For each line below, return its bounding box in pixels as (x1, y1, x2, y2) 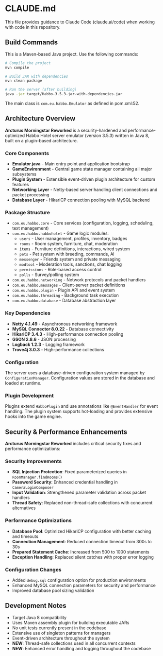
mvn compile (5, 65, 29, 70)
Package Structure (5, 209, 50, 216)
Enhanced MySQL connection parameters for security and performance (12, 583, 156, 588)
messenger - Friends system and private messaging (19, 256, 121, 262)
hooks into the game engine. (5, 414, 62, 419)
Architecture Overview (5, 115, 76, 123)
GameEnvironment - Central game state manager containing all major (12, 166, 152, 172)
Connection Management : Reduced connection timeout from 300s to (12, 538, 152, 544)
